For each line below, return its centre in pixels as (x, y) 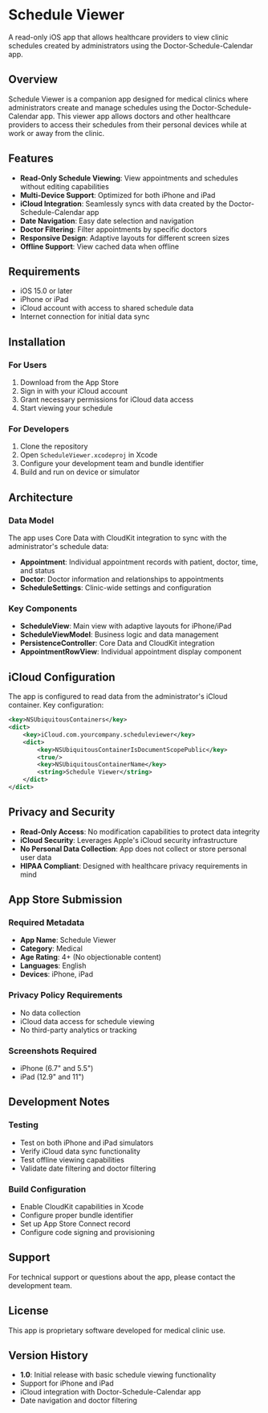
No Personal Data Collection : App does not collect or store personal (133, 849)
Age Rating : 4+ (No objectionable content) (91, 957)
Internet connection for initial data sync (85, 316)
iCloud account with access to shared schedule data (107, 308)
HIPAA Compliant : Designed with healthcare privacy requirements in (134, 866)
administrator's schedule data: (59, 547)
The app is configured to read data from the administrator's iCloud (118, 696)
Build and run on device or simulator (80, 472)
